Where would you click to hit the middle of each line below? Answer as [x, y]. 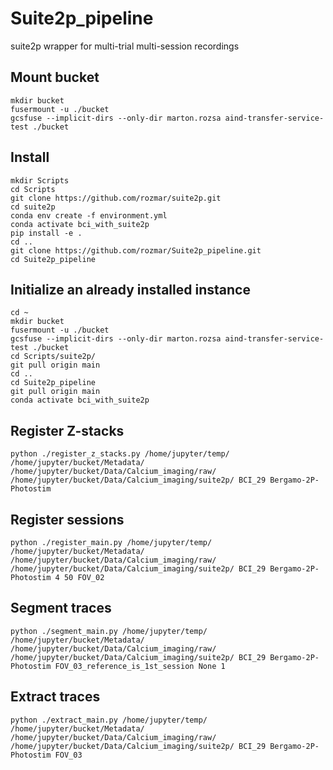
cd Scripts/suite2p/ [53, 357]
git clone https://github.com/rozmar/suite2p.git [116, 198]
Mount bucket [55, 77]
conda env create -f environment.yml [89, 215]
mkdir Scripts [40, 180]
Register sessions [67, 519]
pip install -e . [46, 233]
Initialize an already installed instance [130, 289]
